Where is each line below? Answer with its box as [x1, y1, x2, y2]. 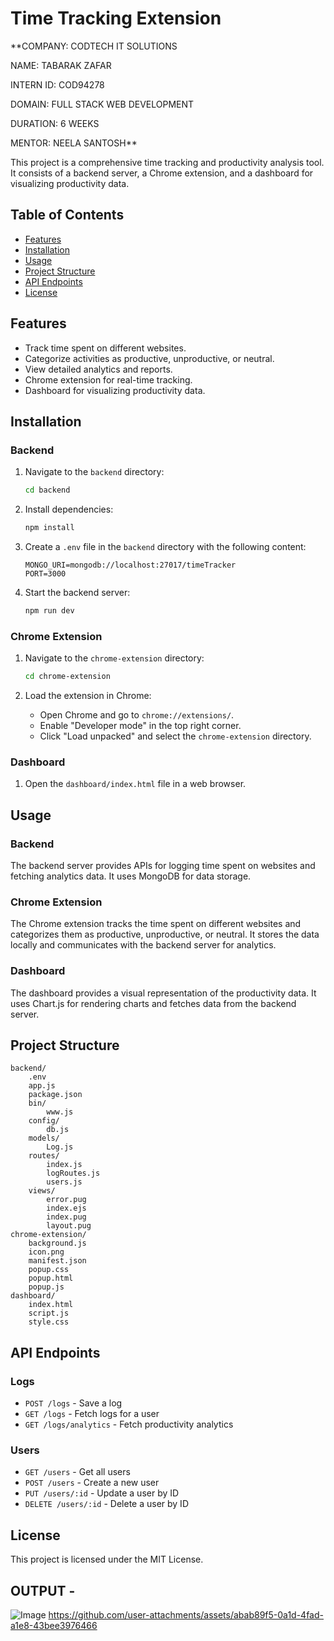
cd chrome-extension [24, 672, 111, 682]
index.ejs [46, 1203, 87, 1214]
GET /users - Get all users [24, 1466, 131, 1478]
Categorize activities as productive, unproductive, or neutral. [24, 352, 275, 364]
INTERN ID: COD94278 [10, 78, 105, 91]
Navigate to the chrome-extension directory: [24, 652, 205, 664]
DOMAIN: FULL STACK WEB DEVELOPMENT [10, 98, 195, 110]
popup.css [28, 1265, 70, 1275]
